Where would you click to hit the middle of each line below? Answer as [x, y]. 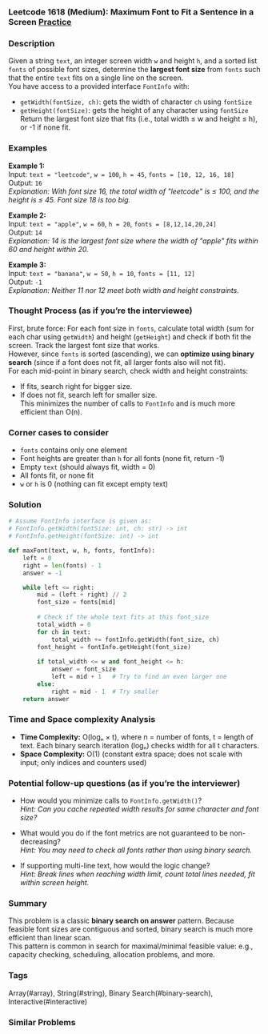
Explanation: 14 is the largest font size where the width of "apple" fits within [133, 240]
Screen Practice [40, 22]
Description [32, 43]
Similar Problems [42, 1022]
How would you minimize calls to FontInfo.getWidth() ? [111, 801]
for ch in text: [64, 632]
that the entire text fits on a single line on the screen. [96, 78]
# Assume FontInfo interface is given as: [80, 521]
